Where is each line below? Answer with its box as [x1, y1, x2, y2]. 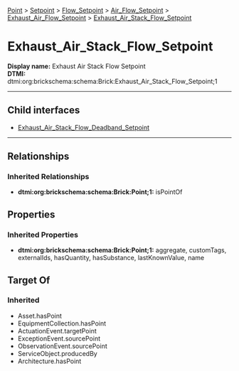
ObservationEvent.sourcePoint [17, 341, 108, 350]
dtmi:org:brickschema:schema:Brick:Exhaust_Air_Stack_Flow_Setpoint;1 [7, 77, 218, 85]
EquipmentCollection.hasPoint [17, 319, 107, 328]
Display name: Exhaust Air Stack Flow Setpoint [7, 62, 146, 70]
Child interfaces [7, 104, 80, 117]
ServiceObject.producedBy [17, 349, 97, 357]
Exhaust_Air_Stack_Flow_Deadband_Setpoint [17, 123, 150, 131]
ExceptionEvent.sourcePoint [17, 334, 101, 343]
